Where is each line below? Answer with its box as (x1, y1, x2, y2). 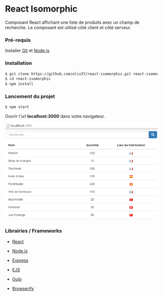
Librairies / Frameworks (5, 228, 62, 234)
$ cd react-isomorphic (5, 77, 51, 81)
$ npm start (5, 105, 29, 109)
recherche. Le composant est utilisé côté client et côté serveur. (5, 24, 131, 30)
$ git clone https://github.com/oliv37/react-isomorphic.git (5, 71, 131, 76)
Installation (5, 60, 33, 66)
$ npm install (5, 81, 34, 87)
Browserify (12, 285, 34, 291)
